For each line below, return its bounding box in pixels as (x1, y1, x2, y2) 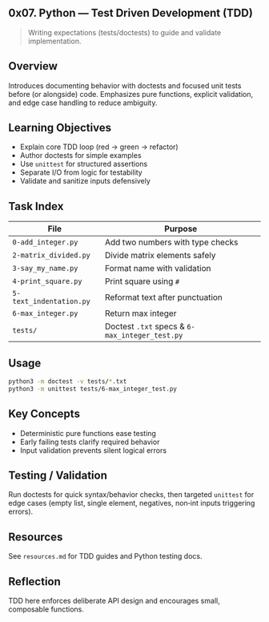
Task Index (8, 200, 64, 213)
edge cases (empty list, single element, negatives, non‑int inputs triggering (8, 499, 255, 508)
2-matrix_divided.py (12, 251, 90, 260)
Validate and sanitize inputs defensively (19, 176, 151, 186)
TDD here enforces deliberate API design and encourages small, (8, 596, 220, 606)
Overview (8, 59, 58, 73)
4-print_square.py (12, 277, 82, 286)
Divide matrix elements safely (104, 250, 216, 261)
